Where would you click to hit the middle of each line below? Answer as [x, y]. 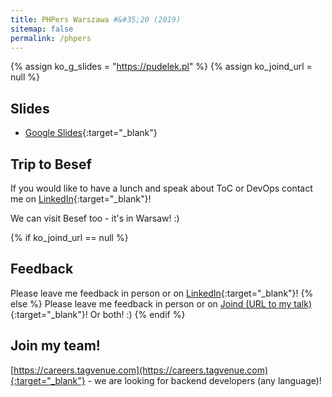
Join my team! [55, 346]
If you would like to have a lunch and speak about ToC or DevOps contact [161, 188]
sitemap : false [42, 29]
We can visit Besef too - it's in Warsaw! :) [95, 218]
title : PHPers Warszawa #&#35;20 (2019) [96, 19]
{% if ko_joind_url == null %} [69, 237]
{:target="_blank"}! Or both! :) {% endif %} [98, 314]
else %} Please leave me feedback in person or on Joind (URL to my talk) [161, 303]
